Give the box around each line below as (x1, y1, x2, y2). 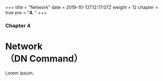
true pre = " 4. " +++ (5, 10, 47, 16)
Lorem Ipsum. (5, 70, 34, 76)
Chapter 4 (5, 22, 31, 29)
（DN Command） (5, 53, 83, 64)
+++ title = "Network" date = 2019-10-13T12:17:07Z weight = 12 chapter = (5, 5, 158, 10)
